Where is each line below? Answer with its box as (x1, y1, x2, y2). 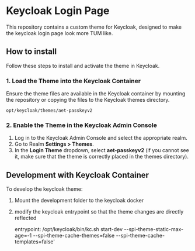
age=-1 (14, 232, 32, 239)
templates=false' (14, 238, 55, 245)
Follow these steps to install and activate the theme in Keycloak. (6, 62, 160, 69)
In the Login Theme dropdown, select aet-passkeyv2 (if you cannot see (14, 147, 190, 154)
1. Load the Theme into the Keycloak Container (6, 77, 141, 85)
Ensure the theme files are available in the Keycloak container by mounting (6, 90, 186, 97)
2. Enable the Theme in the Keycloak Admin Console (6, 121, 158, 129)
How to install (6, 47, 57, 57)
